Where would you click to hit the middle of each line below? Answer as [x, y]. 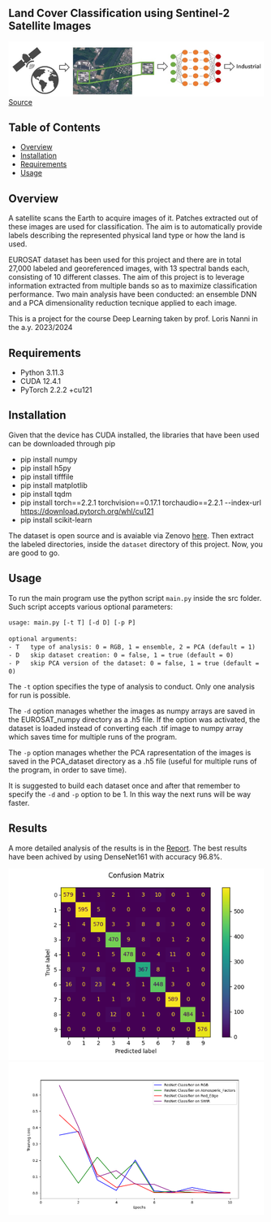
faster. [19, 802]
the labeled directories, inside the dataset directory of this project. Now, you [136, 544]
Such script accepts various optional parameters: [90, 607]
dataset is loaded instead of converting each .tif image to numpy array [126, 728]
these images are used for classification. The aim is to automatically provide [135, 227]
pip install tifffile [47, 476]
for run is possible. [40, 695]
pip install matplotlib [54, 485]
